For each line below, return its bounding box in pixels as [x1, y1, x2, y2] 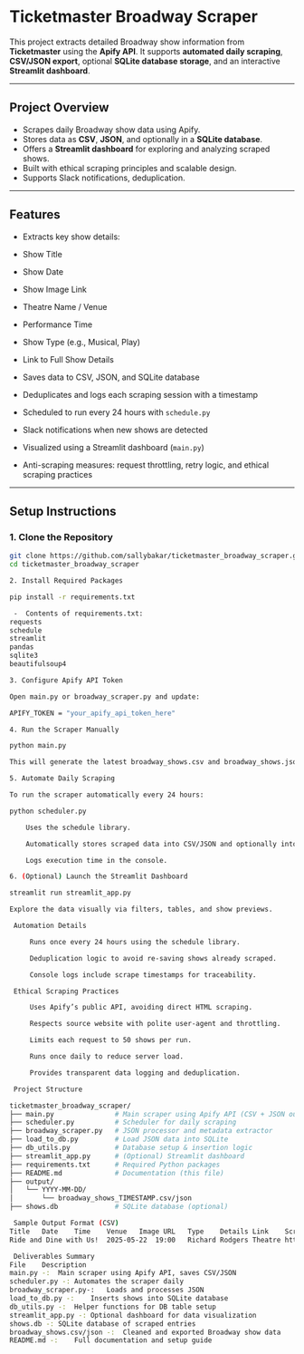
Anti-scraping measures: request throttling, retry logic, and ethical [22, 459, 270, 470]
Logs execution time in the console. [25, 856, 168, 865]
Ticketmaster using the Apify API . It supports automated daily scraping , [9, 45, 283, 56]
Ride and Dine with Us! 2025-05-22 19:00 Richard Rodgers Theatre [9, 1235, 281, 1244]
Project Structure [13, 1085, 83, 1094]
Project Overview [9, 100, 109, 115]
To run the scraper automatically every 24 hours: [9, 790, 204, 799]
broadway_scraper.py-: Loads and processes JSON [9, 1285, 204, 1295]
